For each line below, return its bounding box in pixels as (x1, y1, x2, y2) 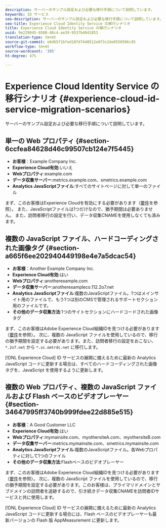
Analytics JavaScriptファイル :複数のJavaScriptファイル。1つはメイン (12, 290, 155, 296)
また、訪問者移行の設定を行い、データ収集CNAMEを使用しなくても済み (14, 212, 161, 218)
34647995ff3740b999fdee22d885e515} (5, 408, 133, 417)
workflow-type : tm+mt (5, 44, 50, 49)
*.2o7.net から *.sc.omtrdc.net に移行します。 (5, 344, 101, 350)
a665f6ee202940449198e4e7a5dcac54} (5, 252, 136, 260)
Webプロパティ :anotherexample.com (12, 278, 88, 284)
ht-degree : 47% (5, 53, 37, 58)
